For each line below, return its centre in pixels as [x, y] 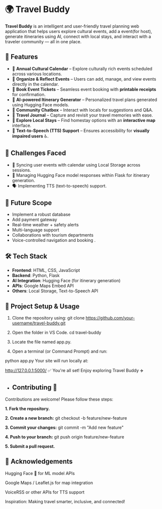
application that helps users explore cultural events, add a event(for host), [79, 31]
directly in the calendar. [36, 84]
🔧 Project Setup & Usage [42, 306]
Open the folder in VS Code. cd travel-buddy [57, 332]
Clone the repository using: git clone [48, 318]
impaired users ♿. [30, 136]
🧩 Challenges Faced [36, 153]
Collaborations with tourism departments [53, 235]
